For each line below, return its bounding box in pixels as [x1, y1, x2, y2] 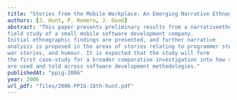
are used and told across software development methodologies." [7, 63, 200, 70]
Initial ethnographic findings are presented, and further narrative [7, 37, 217, 44]
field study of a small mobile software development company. [7, 30, 194, 37]
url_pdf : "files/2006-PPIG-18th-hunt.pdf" [7, 82, 134, 89]
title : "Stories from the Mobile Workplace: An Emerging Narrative [7, 10, 210, 18]
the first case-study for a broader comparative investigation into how [7, 56, 226, 63]
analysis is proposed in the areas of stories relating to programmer [7, 43, 219, 50]
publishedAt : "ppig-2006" [7, 69, 83, 76]
